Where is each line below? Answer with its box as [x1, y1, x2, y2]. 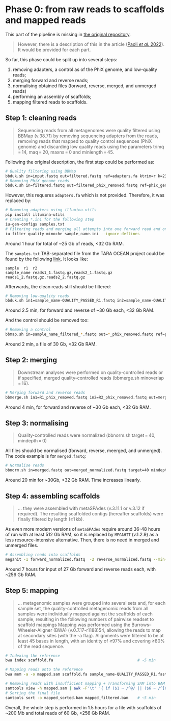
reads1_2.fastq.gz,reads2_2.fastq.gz [5, 275, 85, 280]
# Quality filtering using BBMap [5, 168, 76, 174]
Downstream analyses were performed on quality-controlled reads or [17, 369, 163, 376]
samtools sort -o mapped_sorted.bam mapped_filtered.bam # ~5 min [5, 695, 156, 700]
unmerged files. [5, 542, 38, 548]
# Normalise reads [5, 463, 44, 468]
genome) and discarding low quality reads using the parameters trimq [17, 143, 164, 150]
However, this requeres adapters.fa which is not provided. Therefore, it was [5, 192, 164, 198]
